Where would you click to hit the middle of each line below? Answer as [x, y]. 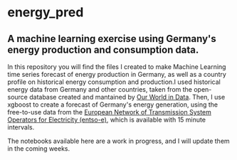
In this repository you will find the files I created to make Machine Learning [117, 67]
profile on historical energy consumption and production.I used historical [114, 82]
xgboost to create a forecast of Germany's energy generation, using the [113, 105]
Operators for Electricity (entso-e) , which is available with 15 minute [107, 119]
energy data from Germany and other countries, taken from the [100, 89]
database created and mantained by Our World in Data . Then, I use [127, 97]
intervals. [21, 127]
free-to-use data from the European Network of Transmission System [110, 112]
